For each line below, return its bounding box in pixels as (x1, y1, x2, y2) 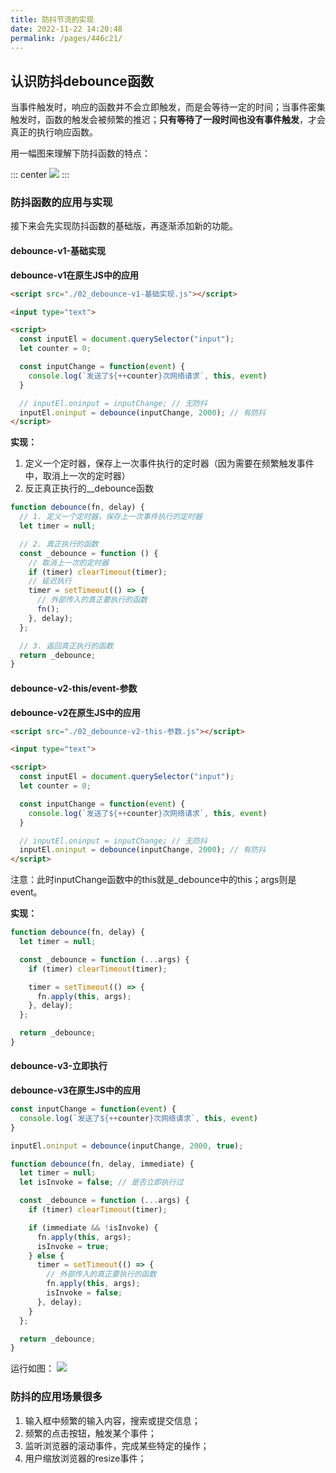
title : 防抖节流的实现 (10, 14, 95, 25)
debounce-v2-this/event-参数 (10, 682, 138, 694)
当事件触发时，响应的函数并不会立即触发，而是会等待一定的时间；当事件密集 (10, 101, 326, 113)
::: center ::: (10, 169, 70, 181)
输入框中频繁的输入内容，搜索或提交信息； (24, 1414, 201, 1426)
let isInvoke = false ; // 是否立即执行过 (19, 1177, 184, 1188)
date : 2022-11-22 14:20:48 (10, 24, 123, 34)
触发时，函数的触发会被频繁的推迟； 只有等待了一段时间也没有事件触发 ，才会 (10, 114, 326, 126)
